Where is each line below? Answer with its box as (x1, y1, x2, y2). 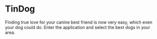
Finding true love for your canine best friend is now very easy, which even (5, 19, 153, 25)
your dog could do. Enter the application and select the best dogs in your (5, 24, 151, 30)
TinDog (5, 3, 35, 14)
